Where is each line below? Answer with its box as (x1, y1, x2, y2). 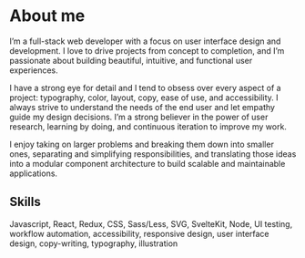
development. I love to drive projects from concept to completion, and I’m (9, 45, 285, 56)
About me (9, 5, 86, 26)
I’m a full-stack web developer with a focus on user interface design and (9, 36, 281, 46)
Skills (9, 194, 41, 210)
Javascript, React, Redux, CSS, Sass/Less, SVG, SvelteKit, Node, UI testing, (9, 218, 293, 229)
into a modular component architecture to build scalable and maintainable (9, 158, 286, 169)
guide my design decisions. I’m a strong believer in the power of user (9, 111, 269, 122)
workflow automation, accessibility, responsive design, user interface (9, 228, 270, 239)
